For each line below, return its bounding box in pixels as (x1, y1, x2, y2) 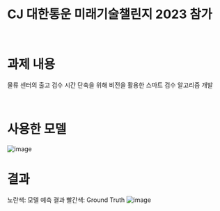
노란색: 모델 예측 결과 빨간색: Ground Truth (7, 196, 125, 204)
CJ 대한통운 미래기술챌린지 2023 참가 (7, 6, 212, 22)
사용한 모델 (7, 121, 67, 137)
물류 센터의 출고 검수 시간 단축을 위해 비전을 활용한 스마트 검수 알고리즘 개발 (7, 81, 214, 89)
